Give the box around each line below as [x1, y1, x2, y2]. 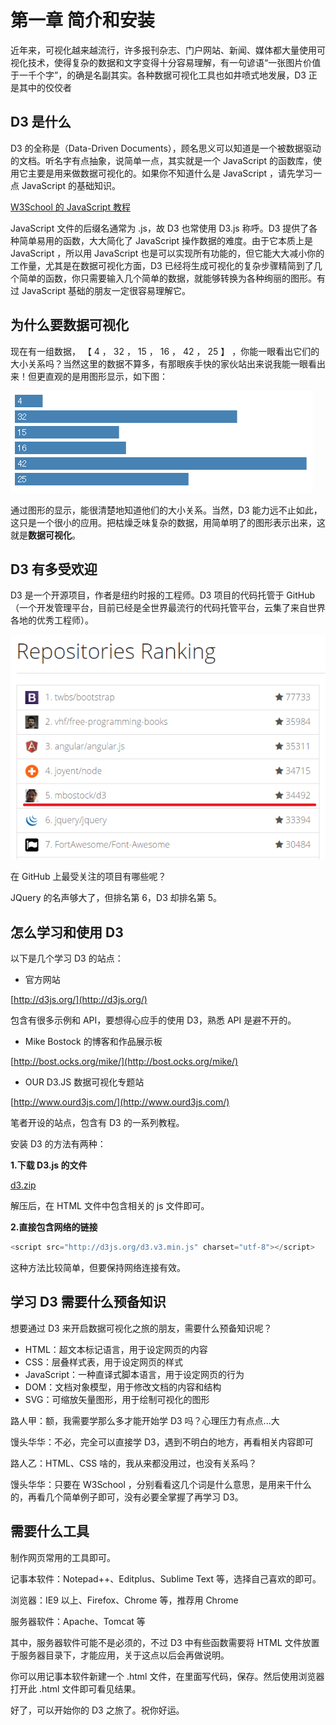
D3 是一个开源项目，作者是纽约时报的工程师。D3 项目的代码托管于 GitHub [10, 589, 315, 601]
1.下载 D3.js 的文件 [10, 1159, 88, 1171]
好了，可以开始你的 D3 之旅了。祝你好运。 [10, 1704, 185, 1716]
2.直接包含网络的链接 [10, 1221, 98, 1233]
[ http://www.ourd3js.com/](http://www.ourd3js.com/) [10, 1096, 230, 1108]
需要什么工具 [10, 1523, 90, 1540]
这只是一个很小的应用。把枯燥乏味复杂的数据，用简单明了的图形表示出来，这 [10, 516, 326, 528]
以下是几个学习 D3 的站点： [10, 952, 124, 965]
